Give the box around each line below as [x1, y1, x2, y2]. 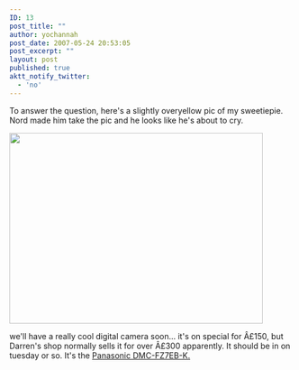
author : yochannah [9, 30, 78, 39]
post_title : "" [9, 22, 67, 31]
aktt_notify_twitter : [9, 72, 91, 81]
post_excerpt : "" [9, 47, 75, 56]
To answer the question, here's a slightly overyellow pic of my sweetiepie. [9, 105, 284, 116]
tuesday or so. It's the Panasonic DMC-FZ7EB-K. [9, 349, 191, 361]
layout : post [9, 55, 59, 64]
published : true [9, 64, 70, 73]
